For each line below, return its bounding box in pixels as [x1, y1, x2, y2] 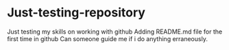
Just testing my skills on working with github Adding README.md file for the [7, 27, 223, 36]
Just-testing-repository [7, 5, 146, 21]
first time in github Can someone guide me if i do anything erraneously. [7, 34, 208, 42]
